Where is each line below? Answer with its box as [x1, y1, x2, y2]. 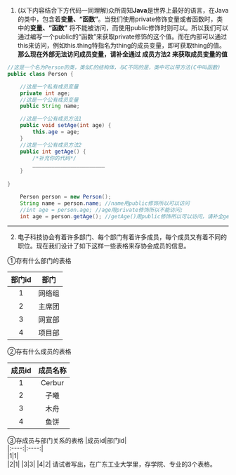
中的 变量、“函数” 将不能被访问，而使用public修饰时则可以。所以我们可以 [17, 24, 228, 32]
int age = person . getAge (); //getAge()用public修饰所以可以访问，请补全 [20, 213, 223, 220]
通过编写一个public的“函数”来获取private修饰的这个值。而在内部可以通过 [17, 32, 227, 41]
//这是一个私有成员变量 [20, 83, 79, 90]
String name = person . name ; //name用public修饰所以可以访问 [20, 199, 190, 207]
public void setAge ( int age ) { [20, 122, 112, 129]
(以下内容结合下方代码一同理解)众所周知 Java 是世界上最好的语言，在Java [17, 6, 229, 14]
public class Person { [7, 70, 74, 77]
